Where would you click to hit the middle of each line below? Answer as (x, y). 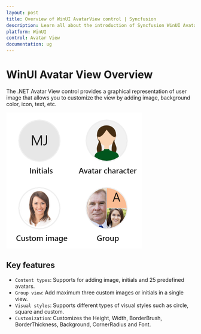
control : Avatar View (33, 38)
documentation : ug (29, 44)
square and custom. (39, 311)
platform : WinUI (26, 32)
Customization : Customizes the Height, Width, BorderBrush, (89, 318)
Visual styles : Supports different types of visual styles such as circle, (101, 305)
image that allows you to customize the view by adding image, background (98, 97)
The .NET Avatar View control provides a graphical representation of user (97, 91)
